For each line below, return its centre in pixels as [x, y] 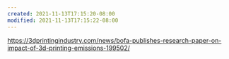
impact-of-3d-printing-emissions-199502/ [69, 48]
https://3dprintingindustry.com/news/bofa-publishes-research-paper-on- [114, 40]
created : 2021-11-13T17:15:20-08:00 [61, 14]
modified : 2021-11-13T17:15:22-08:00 [63, 20]
